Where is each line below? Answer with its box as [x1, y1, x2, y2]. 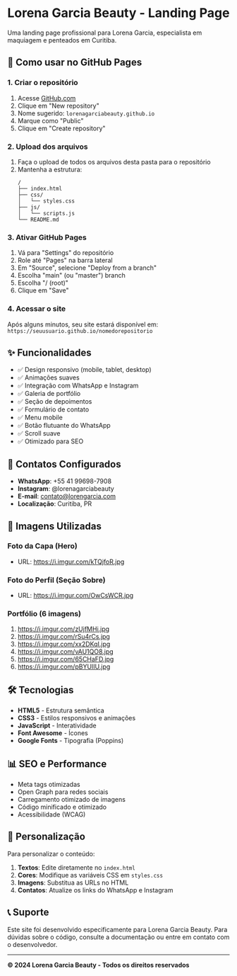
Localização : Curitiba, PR [17, 499, 92, 508]
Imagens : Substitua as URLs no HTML [17, 878, 129, 887]
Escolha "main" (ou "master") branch [17, 271, 126, 280]
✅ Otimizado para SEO [17, 437, 84, 446]
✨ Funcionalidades [7, 346, 92, 358]
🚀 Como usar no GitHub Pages [7, 57, 142, 69]
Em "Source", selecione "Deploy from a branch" [17, 263, 157, 272]
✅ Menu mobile [17, 413, 63, 422]
